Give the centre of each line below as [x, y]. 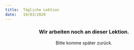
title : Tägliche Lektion [32, 10]
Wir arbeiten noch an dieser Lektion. [84, 32]
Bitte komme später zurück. [84, 42]
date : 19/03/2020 [25, 14]
